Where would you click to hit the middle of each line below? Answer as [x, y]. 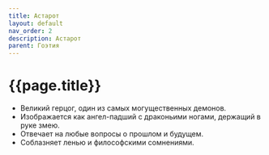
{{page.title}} [55, 86]
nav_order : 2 [30, 31]
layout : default [36, 23]
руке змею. [40, 125]
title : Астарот [34, 16]
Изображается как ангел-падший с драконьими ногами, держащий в [141, 117]
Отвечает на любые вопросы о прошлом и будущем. [112, 134]
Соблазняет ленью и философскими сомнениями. [107, 143]
